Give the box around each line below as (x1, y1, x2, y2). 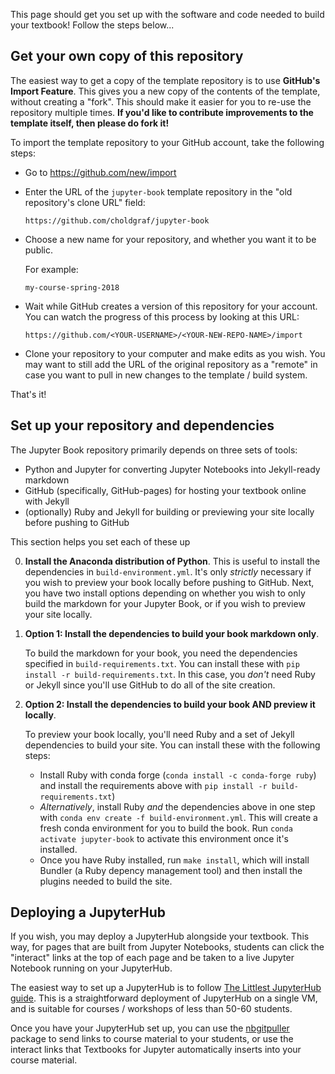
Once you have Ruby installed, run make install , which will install (39, 854, 310, 866)
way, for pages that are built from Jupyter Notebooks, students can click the (10, 941, 325, 953)
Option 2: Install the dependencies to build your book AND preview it (24, 698, 316, 710)
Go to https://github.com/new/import (24, 166, 177, 178)
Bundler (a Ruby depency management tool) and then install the (39, 864, 303, 876)
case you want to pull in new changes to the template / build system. (24, 369, 308, 381)
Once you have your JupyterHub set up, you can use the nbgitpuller (10, 1022, 290, 1034)
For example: (24, 263, 79, 275)
